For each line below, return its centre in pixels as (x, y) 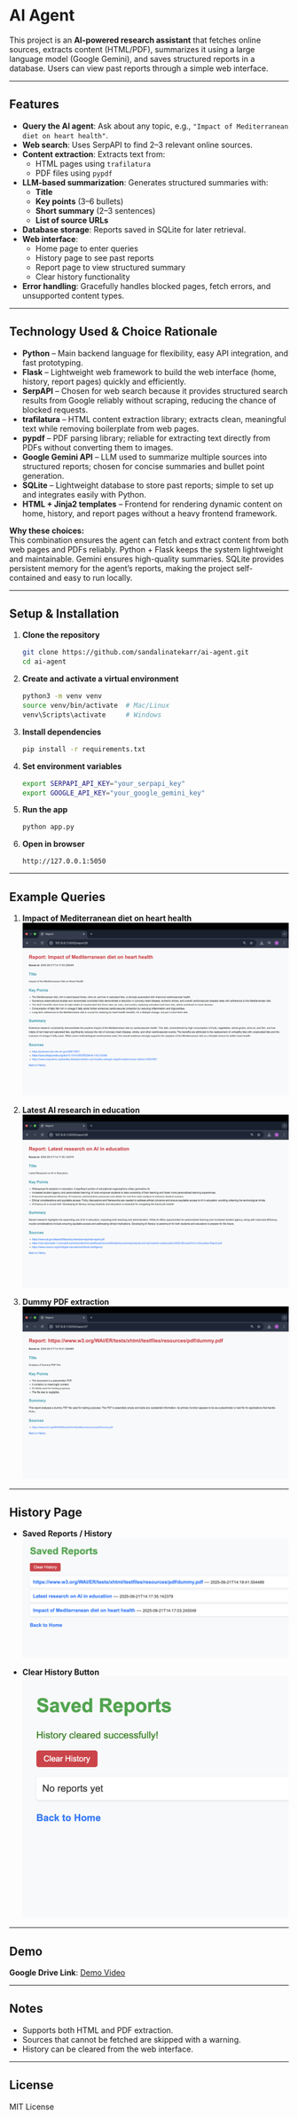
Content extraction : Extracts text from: (94, 154)
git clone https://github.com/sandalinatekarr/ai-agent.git (135, 653)
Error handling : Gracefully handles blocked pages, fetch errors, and (146, 286)
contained (27, 577)
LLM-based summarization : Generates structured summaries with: (145, 182)
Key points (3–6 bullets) (79, 201)
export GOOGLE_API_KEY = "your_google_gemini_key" (114, 793)
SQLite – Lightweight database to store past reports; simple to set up (148, 485)
